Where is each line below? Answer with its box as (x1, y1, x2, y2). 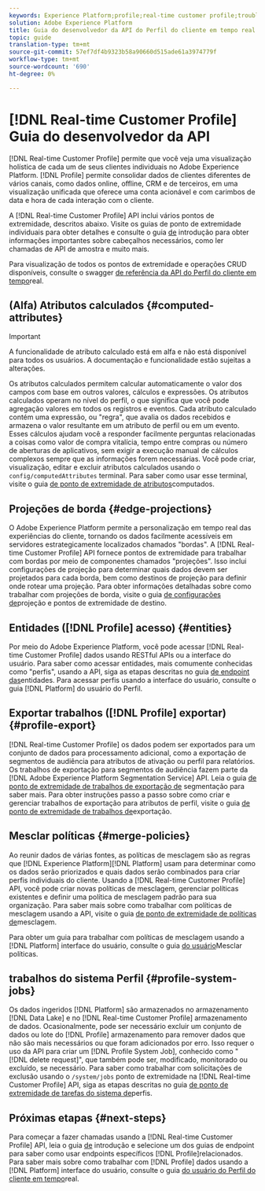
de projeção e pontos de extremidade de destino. (9, 599, 167, 608)
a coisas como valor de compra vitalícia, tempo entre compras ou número (9, 437, 248, 447)
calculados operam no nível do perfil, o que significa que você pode (9, 396, 230, 405)
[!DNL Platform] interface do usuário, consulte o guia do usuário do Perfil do (9, 1166, 256, 1175)
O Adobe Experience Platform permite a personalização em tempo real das (9, 523, 252, 533)
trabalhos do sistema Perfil (9, 972, 144, 986)
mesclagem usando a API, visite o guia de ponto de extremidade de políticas (9, 909, 257, 918)
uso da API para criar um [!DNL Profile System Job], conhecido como (9, 1047, 234, 1056)
